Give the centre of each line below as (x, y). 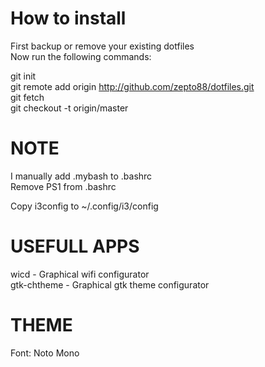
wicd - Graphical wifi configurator (80, 274)
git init (23, 76)
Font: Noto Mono (45, 353)
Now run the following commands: (81, 56)
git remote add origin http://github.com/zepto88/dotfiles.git (132, 86)
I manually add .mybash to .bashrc (81, 176)
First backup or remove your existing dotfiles (102, 46)
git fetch (27, 97)
